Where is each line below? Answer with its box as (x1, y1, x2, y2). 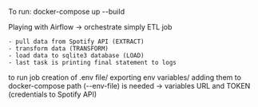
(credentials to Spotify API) (8, 89, 97, 99)
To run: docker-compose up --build (8, 7, 125, 16)
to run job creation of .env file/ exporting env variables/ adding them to (8, 73, 242, 82)
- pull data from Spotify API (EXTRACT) (8, 38, 145, 46)
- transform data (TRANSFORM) (8, 45, 109, 53)
